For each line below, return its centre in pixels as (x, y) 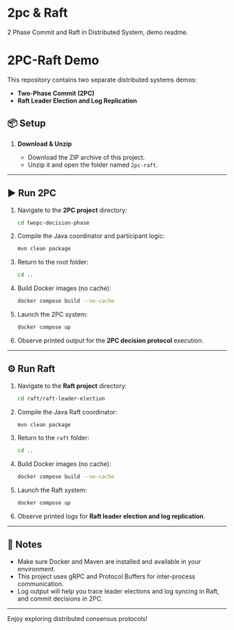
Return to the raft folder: (53, 438)
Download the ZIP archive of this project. (86, 157)
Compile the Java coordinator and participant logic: (91, 236)
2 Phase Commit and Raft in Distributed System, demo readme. (98, 32)
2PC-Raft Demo (53, 60)
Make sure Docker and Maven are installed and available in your (109, 561)
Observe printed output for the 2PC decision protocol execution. (110, 340)
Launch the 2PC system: (53, 314)
